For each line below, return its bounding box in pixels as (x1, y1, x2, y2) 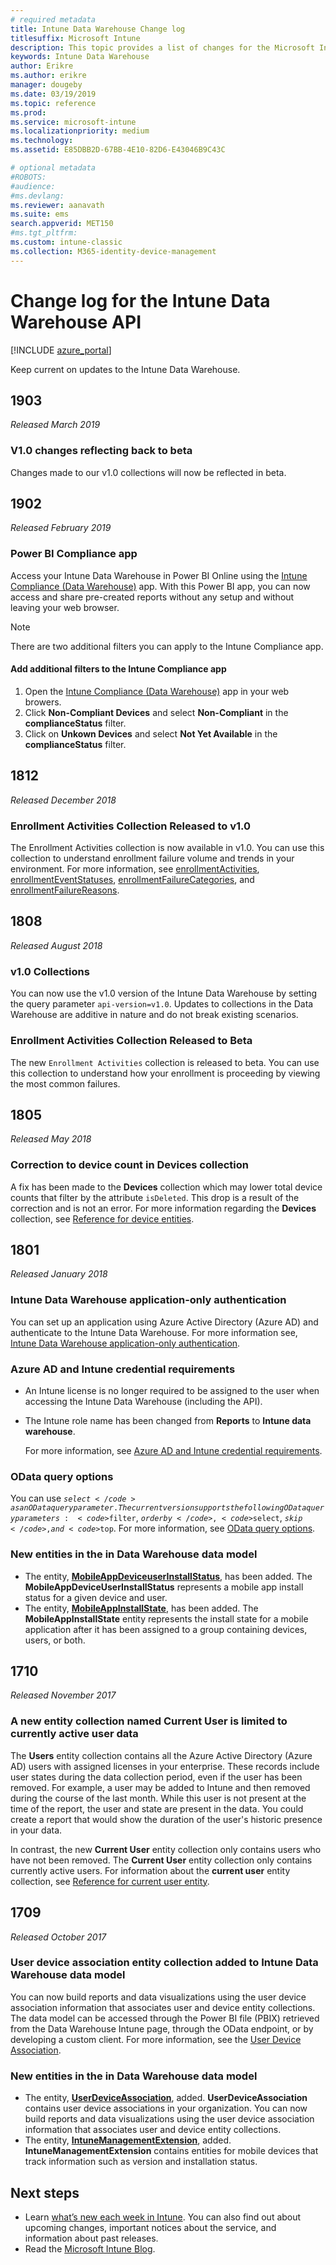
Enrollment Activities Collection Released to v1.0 (10, 819, 252, 833)
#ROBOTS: (10, 172, 47, 182)
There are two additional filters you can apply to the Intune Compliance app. (10, 640, 324, 652)
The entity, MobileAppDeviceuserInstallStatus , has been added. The (24, 1570, 313, 1582)
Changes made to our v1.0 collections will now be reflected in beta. (10, 466, 287, 478)
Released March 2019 (10, 419, 101, 431)
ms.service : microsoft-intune (10, 117, 137, 127)
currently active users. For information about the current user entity (10, 1864, 291, 1876)
